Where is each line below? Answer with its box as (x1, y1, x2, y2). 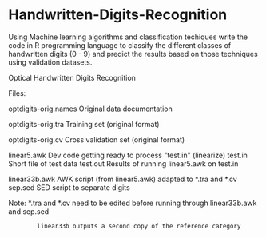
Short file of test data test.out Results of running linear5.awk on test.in (8, 158, 239, 169)
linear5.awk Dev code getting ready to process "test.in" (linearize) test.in (8, 150, 248, 160)
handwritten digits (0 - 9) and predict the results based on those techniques (8, 49, 258, 58)
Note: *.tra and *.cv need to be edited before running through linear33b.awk (8, 198, 257, 208)
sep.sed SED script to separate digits (8, 182, 130, 192)
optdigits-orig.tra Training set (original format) (8, 119, 160, 129)
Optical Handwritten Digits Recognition (8, 73, 136, 82)
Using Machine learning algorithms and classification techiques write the (8, 32, 248, 42)
